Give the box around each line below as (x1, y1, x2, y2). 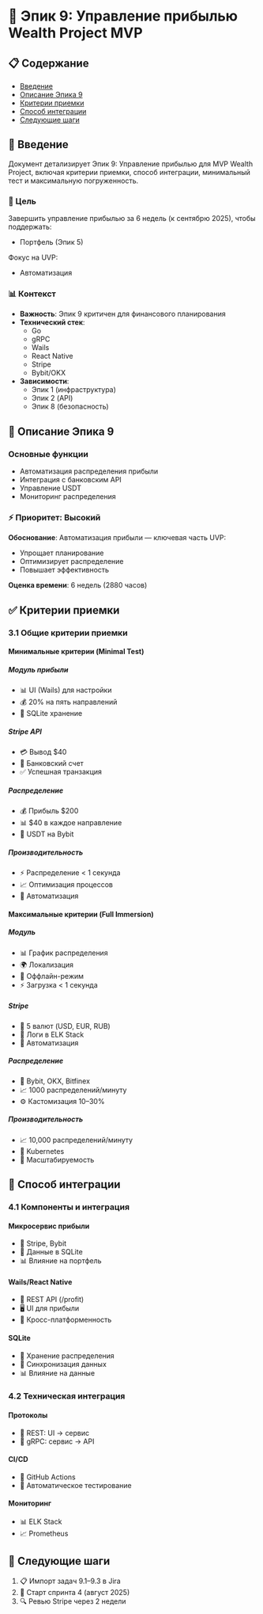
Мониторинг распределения (19, 492, 116, 501)
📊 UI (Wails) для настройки (19, 685, 112, 695)
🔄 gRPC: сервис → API (19, 1437, 95, 1446)
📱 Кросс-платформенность (19, 1315, 112, 1325)
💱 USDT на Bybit (19, 829, 74, 839)
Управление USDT (19, 483, 81, 493)
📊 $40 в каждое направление (19, 818, 122, 828)
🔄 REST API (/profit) (19, 1295, 85, 1304)
